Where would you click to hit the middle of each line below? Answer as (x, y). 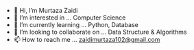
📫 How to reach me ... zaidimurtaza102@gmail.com (87, 40)
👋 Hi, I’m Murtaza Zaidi (46, 10)
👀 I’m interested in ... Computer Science (70, 18)
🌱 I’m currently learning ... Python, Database (76, 25)
